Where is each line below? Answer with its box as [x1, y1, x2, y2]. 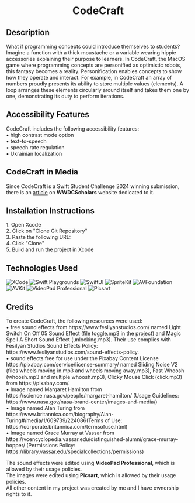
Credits [6, 302, 34, 312]
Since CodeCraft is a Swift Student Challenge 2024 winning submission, [6, 183, 180, 190]
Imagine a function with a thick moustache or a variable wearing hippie [6, 49, 176, 56]
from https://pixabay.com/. [6, 379, 70, 387]
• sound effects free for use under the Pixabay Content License [6, 355, 159, 362]
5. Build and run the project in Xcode [6, 246, 94, 253]
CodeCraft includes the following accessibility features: [6, 125, 140, 132]
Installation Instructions [6, 206, 95, 216]
